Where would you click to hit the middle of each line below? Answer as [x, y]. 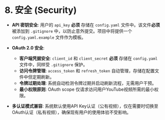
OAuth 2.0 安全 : [28, 48]
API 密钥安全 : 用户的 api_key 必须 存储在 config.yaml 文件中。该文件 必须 [86, 25]
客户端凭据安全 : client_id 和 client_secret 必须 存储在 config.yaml [88, 58]
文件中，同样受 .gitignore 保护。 [53, 64]
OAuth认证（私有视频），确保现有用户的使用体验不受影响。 [71, 112]
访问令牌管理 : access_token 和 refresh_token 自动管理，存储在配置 [87, 70]
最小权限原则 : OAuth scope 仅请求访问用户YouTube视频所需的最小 [87, 89]
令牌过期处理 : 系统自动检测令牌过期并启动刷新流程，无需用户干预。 [88, 83]
